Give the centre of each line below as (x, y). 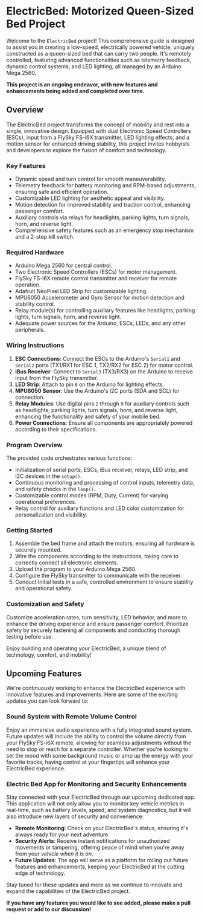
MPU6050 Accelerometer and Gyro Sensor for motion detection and (100, 298)
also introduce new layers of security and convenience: (75, 816)
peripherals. (30, 330)
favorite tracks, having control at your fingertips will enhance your (88, 762)
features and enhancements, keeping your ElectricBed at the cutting (100, 866)
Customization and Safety (45, 604)
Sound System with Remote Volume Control (71, 717)
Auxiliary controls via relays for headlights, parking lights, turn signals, (102, 218)
